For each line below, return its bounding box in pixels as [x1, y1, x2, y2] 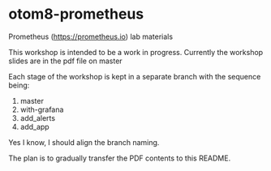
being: [8, 80, 30, 90]
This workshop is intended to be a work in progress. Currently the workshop [8, 47, 264, 57]
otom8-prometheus [8, 5, 144, 24]
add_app [19, 122, 50, 131]
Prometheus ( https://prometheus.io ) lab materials [8, 32, 173, 41]
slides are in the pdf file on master [8, 56, 123, 66]
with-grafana [19, 105, 64, 114]
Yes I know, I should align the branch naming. [8, 137, 160, 147]
